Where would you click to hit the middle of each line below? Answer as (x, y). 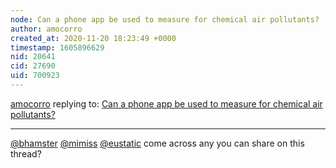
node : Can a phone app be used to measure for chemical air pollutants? (165, 19)
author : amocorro (46, 29)
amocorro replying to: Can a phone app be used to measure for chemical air (166, 103)
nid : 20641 (33, 57)
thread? (26, 153)
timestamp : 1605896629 (57, 47)
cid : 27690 (33, 66)
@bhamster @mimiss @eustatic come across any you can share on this (157, 143)
